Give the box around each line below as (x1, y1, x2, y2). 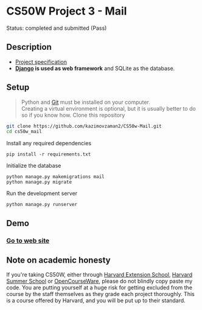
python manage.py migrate (6, 179, 72, 185)
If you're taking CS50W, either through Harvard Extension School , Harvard (6, 271, 193, 278)
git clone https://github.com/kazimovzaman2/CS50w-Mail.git (6, 123, 162, 129)
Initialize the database (6, 162, 61, 170)
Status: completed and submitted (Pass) (6, 24, 107, 32)
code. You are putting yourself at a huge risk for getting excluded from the (6, 284, 193, 291)
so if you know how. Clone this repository (21, 111, 125, 119)
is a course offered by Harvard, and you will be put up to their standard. (6, 297, 186, 305)
